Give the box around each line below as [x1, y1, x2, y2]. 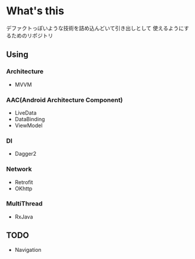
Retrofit [14, 178, 33, 185]
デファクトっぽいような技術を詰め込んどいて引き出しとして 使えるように [6, 24, 184, 31]
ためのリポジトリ [11, 31, 54, 39]
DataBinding [14, 115, 45, 122]
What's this [6, 4, 64, 18]
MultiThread [6, 200, 43, 208]
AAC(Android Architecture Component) [6, 96, 123, 104]
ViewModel [14, 122, 43, 129]
